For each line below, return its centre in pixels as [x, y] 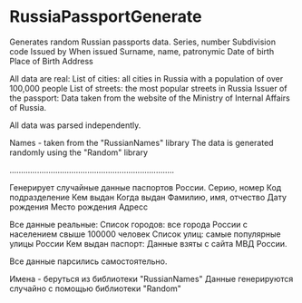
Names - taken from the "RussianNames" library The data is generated [141, 142]
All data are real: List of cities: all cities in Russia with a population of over [146, 78]
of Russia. [28, 107]
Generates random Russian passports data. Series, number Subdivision [143, 42]
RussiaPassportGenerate [106, 17]
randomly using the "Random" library [78, 152]
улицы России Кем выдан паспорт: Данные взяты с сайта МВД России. [148, 243]
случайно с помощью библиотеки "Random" [95, 288]
